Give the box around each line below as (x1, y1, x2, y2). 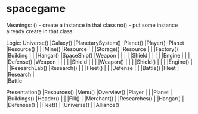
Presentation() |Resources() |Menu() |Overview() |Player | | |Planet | (6, 88, 172, 96)
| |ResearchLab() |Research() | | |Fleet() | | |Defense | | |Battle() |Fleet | (6, 64, 180, 71)
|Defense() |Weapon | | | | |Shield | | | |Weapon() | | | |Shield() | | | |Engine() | (6, 58, 193, 65)
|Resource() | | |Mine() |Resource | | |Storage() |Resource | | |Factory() (6, 45, 178, 52)
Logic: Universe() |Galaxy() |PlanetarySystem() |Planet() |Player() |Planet (6, 39, 185, 46)
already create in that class (6, 27, 73, 34)
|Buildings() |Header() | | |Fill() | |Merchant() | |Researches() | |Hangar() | (6, 94, 184, 102)
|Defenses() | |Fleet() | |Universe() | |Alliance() (6, 101, 119, 108)
